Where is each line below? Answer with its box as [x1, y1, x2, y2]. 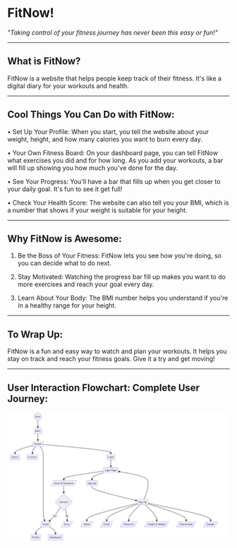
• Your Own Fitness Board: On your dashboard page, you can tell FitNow [7, 148, 219, 157]
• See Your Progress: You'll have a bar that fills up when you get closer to [7, 177, 221, 185]
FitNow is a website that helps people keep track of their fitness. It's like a [7, 74, 222, 83]
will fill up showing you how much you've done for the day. [7, 164, 178, 172]
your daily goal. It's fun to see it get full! [7, 185, 123, 193]
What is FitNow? [7, 55, 81, 68]
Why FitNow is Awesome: [7, 233, 122, 245]
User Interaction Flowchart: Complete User [7, 382, 200, 394]
